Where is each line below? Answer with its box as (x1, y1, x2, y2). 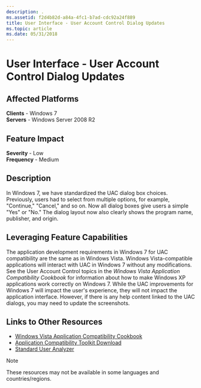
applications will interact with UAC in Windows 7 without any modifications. (6, 261, 192, 268)
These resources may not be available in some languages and (6, 369, 160, 376)
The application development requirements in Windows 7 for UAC (6, 248, 169, 256)
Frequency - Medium (6, 156, 59, 163)
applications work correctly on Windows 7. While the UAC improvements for (6, 280, 194, 288)
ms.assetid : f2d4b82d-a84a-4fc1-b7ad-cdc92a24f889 (6, 14, 136, 20)
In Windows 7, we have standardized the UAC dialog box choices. (6, 189, 168, 196)
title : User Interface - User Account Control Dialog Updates (6, 20, 165, 26)
